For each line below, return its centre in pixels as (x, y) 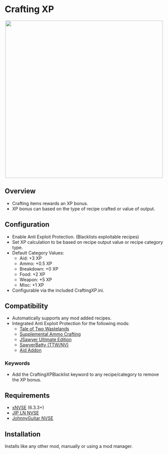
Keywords (17, 363)
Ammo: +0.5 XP (36, 264)
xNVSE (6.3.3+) (28, 408)
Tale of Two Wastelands (44, 329)
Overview (20, 191)
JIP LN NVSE (25, 413)
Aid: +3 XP (31, 258)
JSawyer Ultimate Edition (46, 340)
